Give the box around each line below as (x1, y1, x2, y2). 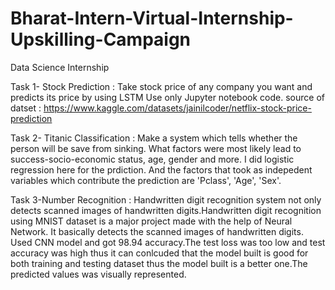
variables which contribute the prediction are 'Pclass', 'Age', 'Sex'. (10, 174, 282, 186)
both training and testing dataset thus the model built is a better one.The (10, 257, 308, 269)
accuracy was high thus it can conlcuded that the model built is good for (10, 247, 309, 259)
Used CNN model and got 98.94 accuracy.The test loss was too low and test (10, 236, 326, 248)
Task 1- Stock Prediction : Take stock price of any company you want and (10, 80, 313, 92)
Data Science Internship (10, 61, 110, 73)
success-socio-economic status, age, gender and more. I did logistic (10, 153, 295, 165)
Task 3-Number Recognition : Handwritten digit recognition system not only (10, 193, 322, 206)
